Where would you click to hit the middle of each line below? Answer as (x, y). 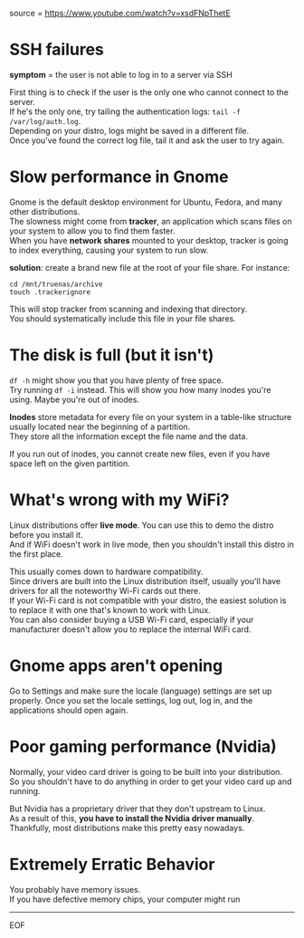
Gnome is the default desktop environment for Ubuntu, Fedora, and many (146, 202)
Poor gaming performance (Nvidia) (143, 747)
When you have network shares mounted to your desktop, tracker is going (149, 240)
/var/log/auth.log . (45, 120)
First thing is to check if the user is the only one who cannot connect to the (149, 92)
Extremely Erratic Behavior (112, 864)
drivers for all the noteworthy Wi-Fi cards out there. (105, 590)
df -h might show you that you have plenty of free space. (117, 380)
